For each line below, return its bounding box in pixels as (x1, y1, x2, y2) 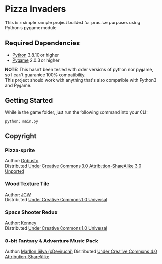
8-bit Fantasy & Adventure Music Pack (5, 237, 99, 244)
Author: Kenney (5, 220, 37, 226)
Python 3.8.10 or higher (12, 52, 59, 58)
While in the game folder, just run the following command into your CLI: (5, 109, 148, 115)
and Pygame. (5, 82, 32, 88)
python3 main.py (5, 119, 38, 124)
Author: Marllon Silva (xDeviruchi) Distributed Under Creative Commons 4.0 (5, 248, 157, 255)
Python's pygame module (5, 24, 57, 30)
